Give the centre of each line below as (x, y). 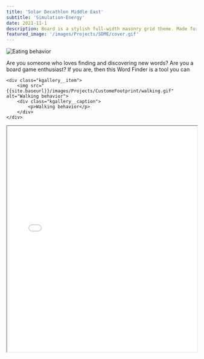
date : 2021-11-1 (27, 23)
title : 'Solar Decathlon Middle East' (55, 12)
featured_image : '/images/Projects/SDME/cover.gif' (72, 34)
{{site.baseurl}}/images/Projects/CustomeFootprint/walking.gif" (90, 91)
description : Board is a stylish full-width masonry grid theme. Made (97, 29)
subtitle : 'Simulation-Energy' (46, 17)
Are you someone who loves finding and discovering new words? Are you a (100, 63)
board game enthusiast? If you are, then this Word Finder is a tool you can (98, 69)
